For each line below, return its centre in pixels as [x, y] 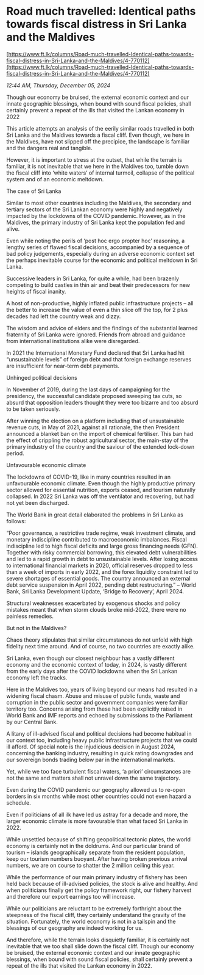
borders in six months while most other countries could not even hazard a [99, 796]
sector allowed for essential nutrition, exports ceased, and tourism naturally [101, 490]
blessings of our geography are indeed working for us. [75, 928]
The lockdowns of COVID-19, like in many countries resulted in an [89, 477]
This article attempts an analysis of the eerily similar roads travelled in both [100, 128]
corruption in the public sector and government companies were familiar [97, 702]
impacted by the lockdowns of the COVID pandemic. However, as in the [96, 216]
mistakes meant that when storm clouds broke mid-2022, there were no [97, 609]
